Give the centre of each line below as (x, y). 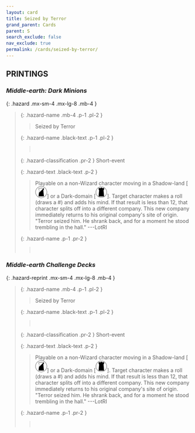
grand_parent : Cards (31, 25)
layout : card (22, 12)
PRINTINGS (27, 74)
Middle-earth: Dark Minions (47, 91)
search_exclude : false (34, 37)
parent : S (18, 31)
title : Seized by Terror (36, 18)
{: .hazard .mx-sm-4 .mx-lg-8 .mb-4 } (52, 103)
